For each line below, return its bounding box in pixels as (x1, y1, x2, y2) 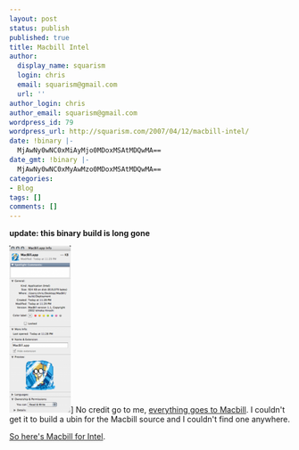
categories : (9, 174, 54, 183)
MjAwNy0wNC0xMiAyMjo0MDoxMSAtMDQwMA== (17, 146, 162, 155)
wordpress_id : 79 (9, 118, 74, 127)
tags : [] (9, 192, 42, 202)
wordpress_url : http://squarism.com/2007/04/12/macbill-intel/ (9, 127, 250, 136)
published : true (9, 33, 70, 42)
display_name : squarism (17, 61, 105, 70)
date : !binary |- (9, 136, 74, 146)
